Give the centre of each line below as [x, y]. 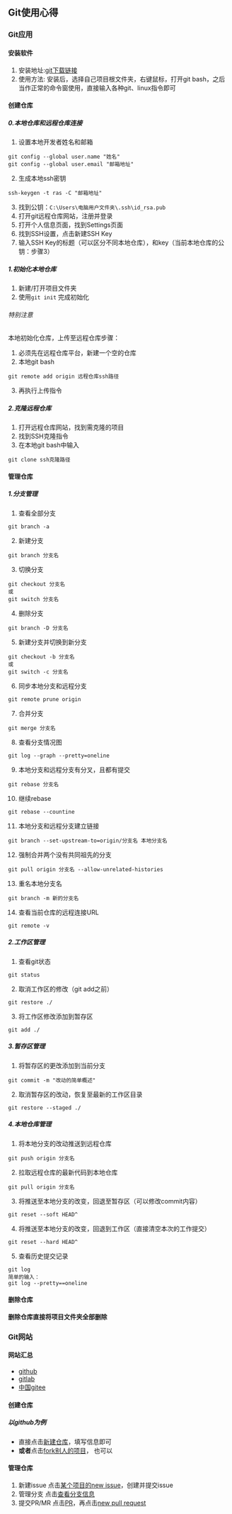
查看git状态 [35, 961]
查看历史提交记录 [43, 1256]
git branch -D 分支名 [38, 628]
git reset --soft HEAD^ [43, 1214]
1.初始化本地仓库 [32, 269]
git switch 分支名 [34, 599]
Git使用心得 [33, 13]
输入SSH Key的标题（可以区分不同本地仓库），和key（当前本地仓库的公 [121, 242]
